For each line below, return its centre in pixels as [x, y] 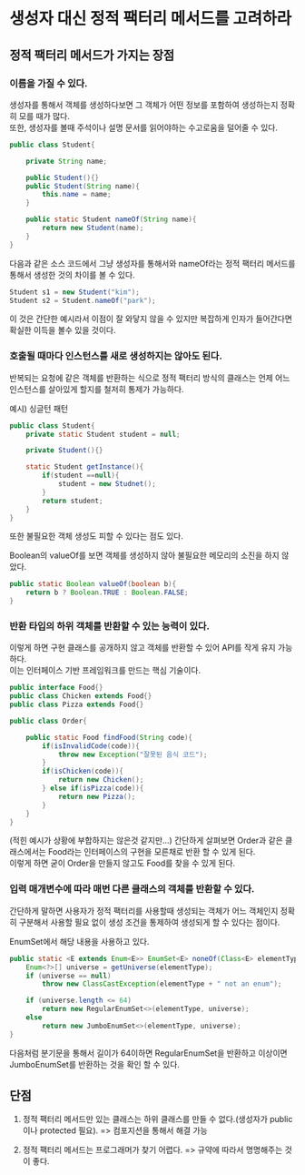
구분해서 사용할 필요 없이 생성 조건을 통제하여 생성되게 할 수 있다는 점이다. [149, 922]
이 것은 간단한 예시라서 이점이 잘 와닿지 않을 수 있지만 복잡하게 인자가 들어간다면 [151, 319]
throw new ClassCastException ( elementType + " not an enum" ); [162, 984]
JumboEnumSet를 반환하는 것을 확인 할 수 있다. [94, 1064]
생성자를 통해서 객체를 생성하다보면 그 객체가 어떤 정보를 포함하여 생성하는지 [144, 105]
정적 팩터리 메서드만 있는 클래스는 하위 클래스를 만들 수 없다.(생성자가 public [157, 1119]
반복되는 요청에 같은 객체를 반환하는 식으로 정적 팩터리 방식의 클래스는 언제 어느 [150, 378]
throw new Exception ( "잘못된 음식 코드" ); [133, 755]
